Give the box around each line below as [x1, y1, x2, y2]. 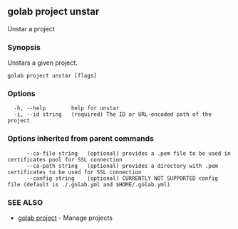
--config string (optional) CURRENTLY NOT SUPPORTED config [26, 174, 219, 182]
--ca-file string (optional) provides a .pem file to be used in [26, 149, 232, 157]
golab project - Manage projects [17, 213, 113, 222]
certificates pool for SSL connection [7, 156, 123, 163]
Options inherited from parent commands [7, 134, 155, 144]
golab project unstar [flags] [7, 73, 98, 80]
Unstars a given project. [7, 58, 78, 67]
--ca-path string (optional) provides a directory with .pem [26, 162, 219, 169]
